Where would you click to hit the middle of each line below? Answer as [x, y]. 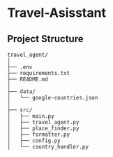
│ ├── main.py [31, 116]
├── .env [20, 67]
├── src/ [20, 110]
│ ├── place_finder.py [43, 128]
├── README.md [28, 79]
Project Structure [45, 39]
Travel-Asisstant [57, 13]
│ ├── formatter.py [39, 135]
